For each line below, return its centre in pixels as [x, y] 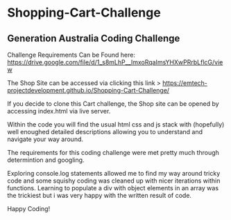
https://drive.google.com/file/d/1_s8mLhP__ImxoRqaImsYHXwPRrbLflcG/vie [115, 62]
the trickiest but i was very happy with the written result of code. [100, 195]
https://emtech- [185, 83]
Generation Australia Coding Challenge [94, 38]
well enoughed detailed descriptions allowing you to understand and [105, 132]
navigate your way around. [45, 139]
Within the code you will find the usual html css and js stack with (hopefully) [116, 125]
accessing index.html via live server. [59, 111]
